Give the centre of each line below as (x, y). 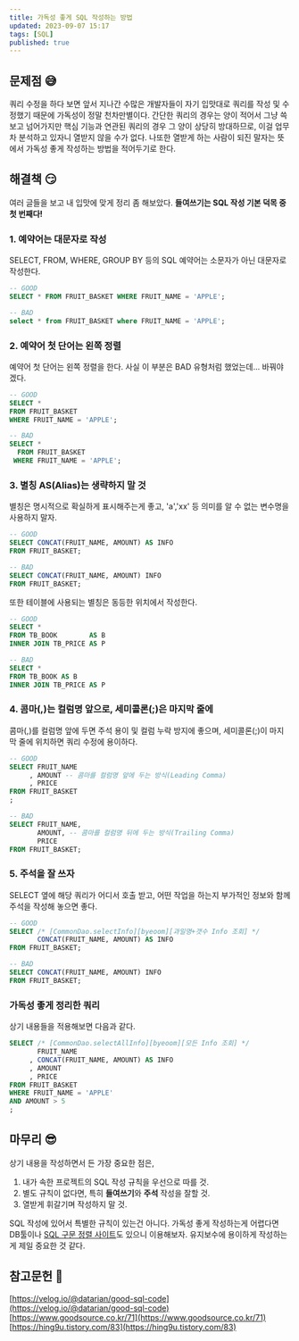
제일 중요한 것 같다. (52, 1245)
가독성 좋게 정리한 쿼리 (55, 1005)
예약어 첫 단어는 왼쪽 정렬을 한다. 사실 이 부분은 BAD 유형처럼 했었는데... (135, 366)
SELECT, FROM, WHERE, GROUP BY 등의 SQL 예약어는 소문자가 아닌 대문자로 (148, 261)
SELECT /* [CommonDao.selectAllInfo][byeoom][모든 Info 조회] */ (129, 1044)
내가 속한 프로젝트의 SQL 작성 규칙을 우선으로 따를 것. (116, 1182)
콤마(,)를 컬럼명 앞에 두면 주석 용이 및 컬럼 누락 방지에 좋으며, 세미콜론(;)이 (138, 730)
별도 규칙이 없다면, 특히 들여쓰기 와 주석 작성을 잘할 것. (116, 1193)
